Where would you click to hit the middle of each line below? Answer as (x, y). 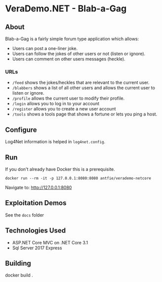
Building (18, 263)
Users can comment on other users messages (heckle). (69, 59)
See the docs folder (25, 215)
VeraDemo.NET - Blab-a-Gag (66, 9)
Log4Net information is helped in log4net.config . (55, 142)
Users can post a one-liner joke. (45, 48)
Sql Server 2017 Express (37, 248)
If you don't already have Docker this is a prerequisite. (60, 169)
